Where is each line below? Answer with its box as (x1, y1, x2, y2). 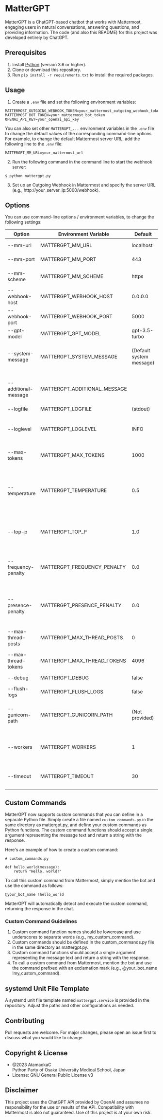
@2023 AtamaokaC (12, 1062, 51, 1067)
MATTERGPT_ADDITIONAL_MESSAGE (40, 385, 127, 392)
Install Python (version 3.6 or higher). (12, 61, 86, 67)
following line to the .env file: (5, 141, 63, 146)
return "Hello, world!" (14, 869, 62, 874)
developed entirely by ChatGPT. (5, 35, 69, 40)
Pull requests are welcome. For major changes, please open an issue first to (5, 1030, 157, 1035)
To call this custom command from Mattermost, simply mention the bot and (5, 878, 155, 884)
